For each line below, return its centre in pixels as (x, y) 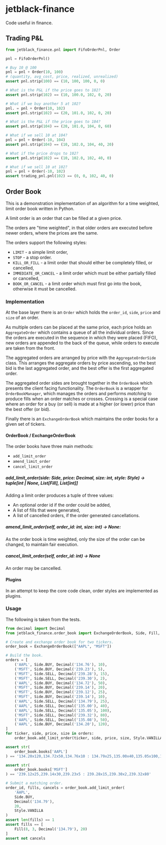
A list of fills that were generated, (46, 510)
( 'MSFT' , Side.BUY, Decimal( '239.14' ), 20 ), (61, 687)
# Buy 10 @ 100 (21, 68)
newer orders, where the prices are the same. (52, 233)
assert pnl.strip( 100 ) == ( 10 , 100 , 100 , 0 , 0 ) (55, 81)
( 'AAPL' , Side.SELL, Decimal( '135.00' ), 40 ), (62, 706)
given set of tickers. (26, 424)
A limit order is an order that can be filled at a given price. (64, 218)
